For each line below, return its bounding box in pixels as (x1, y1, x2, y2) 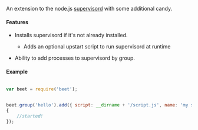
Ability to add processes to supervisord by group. (14, 54, 136, 61)
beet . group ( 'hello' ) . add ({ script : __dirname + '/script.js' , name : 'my (6, 102, 189, 108)
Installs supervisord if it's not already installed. (14, 32, 128, 39)
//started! (16, 113, 44, 119)
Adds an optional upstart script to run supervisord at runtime (23, 43, 171, 50)
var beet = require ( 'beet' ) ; (6, 86, 78, 92)
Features (6, 18, 28, 25)
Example (6, 68, 28, 75)
